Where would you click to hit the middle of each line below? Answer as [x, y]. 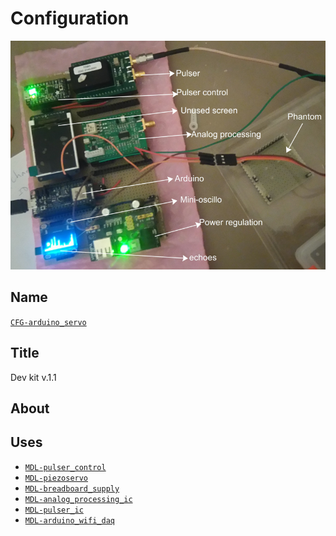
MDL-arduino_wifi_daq [69, 520]
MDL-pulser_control [65, 467]
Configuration [70, 18]
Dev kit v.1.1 [33, 377]
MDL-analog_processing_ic [78, 499]
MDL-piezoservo [56, 478]
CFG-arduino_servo [48, 322]
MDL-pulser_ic [54, 510]
